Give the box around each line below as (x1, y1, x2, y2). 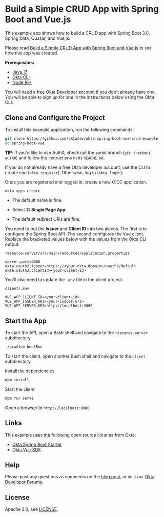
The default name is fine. (12, 197, 62, 203)
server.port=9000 (5, 259, 41, 264)
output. (5, 241, 20, 247)
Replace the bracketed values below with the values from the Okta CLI (5, 236, 146, 242)
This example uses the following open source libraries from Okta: (5, 432, 136, 438)
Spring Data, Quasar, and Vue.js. (5, 35, 71, 41)
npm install (5, 378, 29, 383)
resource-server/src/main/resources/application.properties (5, 251, 130, 256)
